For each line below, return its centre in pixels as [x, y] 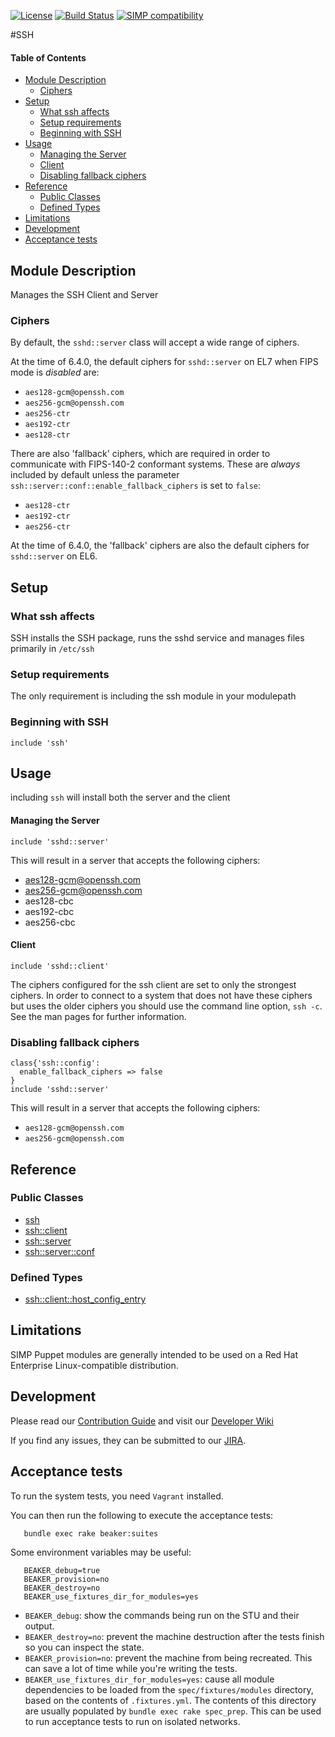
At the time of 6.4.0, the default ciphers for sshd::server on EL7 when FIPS [164, 362]
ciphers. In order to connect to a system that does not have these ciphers [161, 995]
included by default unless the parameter [95, 475]
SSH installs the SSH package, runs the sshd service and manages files [157, 638]
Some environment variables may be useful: [101, 1552]
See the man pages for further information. [98, 1016]
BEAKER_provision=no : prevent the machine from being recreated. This [168, 1657]
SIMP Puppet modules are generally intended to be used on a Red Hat [154, 1354]
